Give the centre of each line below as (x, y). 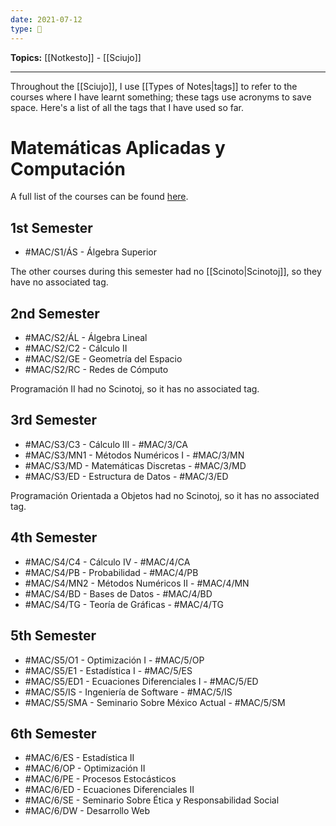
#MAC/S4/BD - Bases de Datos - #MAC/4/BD (118, 593)
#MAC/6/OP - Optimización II (85, 768)
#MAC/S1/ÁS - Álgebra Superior (90, 252)
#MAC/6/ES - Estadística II (79, 758)
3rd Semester (54, 420)
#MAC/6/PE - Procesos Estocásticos (100, 779)
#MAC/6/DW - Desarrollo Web (87, 811)
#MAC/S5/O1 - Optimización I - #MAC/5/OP (114, 660)
